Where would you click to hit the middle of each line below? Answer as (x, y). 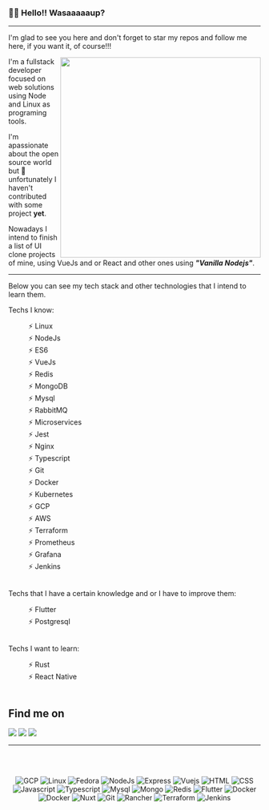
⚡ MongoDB (48, 386)
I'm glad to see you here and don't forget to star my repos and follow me (128, 38)
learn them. (27, 295)
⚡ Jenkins (45, 566)
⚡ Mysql (42, 398)
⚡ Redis (41, 374)
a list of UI (25, 246)
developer (25, 71)
